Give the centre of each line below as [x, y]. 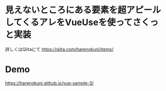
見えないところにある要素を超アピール [83, 10]
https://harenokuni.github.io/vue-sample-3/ [49, 83]
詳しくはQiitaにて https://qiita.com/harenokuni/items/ [59, 49]
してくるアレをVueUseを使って [69, 22]
